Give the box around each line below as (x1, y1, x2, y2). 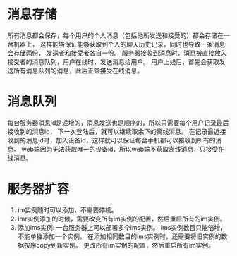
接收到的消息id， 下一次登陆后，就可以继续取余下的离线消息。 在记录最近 (7, 127, 220, 135)
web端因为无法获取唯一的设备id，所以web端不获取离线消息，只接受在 (20, 145, 224, 153)
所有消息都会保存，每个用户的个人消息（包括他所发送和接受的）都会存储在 (7, 31, 224, 39)
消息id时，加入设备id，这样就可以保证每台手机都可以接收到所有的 (25, 135, 216, 145)
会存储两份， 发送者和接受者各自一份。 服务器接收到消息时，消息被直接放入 (7, 49, 227, 57)
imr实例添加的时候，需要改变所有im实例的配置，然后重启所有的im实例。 (17, 214, 227, 223)
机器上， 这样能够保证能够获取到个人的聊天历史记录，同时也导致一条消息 (13, 39, 226, 48)
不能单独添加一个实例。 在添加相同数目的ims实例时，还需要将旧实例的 (17, 232, 221, 240)
